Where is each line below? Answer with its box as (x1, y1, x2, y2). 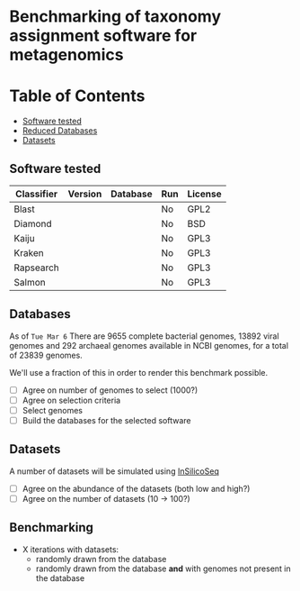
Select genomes (22, 405, 84, 415)
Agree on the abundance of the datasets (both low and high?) (22, 483, 251, 494)
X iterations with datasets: (22, 543, 119, 555)
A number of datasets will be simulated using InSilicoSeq (9, 466, 220, 477)
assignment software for (9, 25, 198, 46)
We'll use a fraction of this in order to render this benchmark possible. (9, 367, 269, 377)
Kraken (13, 246, 44, 259)
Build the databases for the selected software (22, 414, 191, 425)
